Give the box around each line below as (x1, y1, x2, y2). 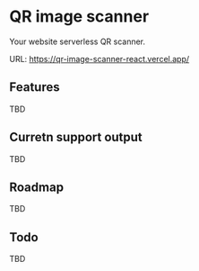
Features (9, 79, 60, 95)
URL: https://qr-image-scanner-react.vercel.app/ (9, 53, 190, 64)
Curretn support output (9, 130, 143, 145)
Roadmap (9, 179, 65, 194)
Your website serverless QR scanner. (9, 36, 146, 47)
